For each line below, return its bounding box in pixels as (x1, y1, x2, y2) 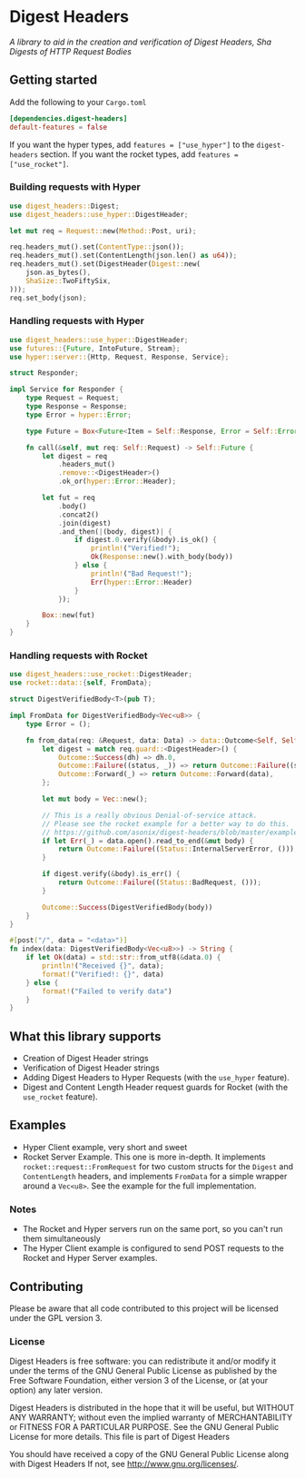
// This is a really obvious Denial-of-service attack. (42, 811, 258, 820)
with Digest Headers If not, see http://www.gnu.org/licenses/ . (9, 1459, 239, 1470)
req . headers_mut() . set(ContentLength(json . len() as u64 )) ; (9, 251, 238, 261)
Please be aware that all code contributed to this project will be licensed (9, 1303, 279, 1314)
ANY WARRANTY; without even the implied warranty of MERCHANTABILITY (9, 1412, 293, 1423)
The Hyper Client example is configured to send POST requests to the (22, 1243, 284, 1254)
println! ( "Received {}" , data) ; (42, 961, 165, 971)
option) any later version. (9, 1384, 103, 1395)
